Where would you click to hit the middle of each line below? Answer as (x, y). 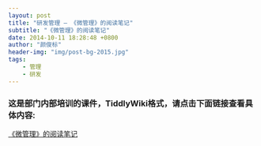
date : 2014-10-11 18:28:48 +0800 (63, 37)
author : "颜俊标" (35, 45)
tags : (17, 60)
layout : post (30, 15)
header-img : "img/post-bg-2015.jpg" (68, 52)
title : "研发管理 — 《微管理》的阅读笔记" (71, 23)
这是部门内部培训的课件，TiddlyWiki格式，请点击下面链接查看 (127, 103)
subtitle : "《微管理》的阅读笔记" (59, 30)
